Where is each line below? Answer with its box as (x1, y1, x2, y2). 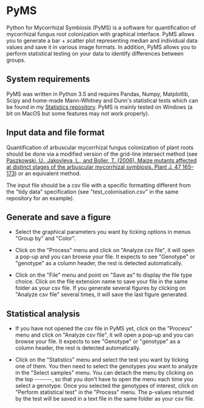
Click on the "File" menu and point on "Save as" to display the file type (15, 271, 192, 279)
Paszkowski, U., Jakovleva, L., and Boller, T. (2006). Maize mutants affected (6, 156, 197, 164)
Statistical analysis (6, 308, 80, 319)
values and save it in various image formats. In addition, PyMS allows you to (6, 43, 197, 51)
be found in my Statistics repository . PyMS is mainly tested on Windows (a (6, 103, 193, 111)
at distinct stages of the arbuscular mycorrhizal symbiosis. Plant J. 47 (6, 163, 181, 170)
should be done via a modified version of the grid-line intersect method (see (6, 150, 198, 158)
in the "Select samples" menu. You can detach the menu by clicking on (15, 369, 194, 376)
